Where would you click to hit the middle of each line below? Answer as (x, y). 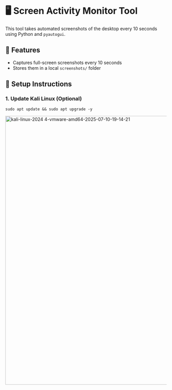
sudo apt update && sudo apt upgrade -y (49, 109)
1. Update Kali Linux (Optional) (44, 99)
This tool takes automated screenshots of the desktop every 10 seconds (81, 28)
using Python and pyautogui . (35, 34)
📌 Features (23, 50)
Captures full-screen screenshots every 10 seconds (67, 63)
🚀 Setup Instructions (39, 84)
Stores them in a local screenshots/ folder (57, 68)
